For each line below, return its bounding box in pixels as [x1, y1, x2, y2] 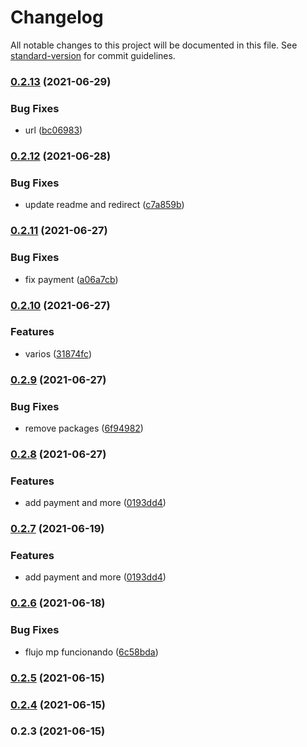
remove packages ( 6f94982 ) [24, 422, 144, 435]
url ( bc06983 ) [24, 124, 83, 136]
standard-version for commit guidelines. [10, 49, 176, 61]
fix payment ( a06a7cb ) [24, 273, 119, 285]
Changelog [10, 6, 104, 29]
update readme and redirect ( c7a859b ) [24, 199, 185, 211]
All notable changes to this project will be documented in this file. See [10, 39, 298, 51]
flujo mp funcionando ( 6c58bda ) [24, 646, 159, 658]
